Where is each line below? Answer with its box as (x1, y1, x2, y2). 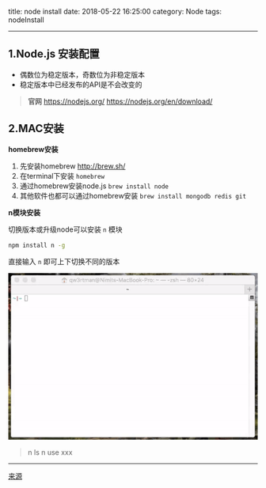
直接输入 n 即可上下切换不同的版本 (8, 256, 120, 266)
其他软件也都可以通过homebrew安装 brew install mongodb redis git (19, 191, 247, 200)
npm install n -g (8, 241, 66, 249)
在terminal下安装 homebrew (19, 171, 105, 180)
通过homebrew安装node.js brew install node (19, 181, 169, 191)
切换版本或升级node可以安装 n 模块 (8, 225, 123, 234)
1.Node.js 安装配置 (8, 47, 101, 61)
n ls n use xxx (27, 447, 73, 457)
